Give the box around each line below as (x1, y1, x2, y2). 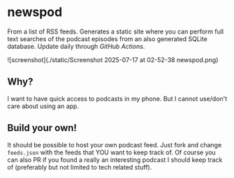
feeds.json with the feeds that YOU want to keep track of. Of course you (7, 148, 217, 156)
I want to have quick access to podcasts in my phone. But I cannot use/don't (7, 94, 228, 103)
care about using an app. (7, 102, 79, 110)
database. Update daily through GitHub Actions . (7, 42, 145, 50)
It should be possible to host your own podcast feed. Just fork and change (7, 140, 222, 149)
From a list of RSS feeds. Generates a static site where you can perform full (7, 27, 224, 36)
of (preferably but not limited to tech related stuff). (7, 163, 152, 171)
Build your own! (7, 122, 77, 134)
